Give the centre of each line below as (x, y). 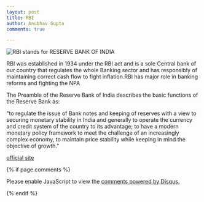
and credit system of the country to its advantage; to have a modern (93, 127)
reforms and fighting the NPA (43, 83)
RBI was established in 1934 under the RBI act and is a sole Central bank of (101, 64)
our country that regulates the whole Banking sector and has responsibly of (102, 70)
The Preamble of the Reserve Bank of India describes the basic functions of (102, 95)
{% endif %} (22, 193)
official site (20, 158)
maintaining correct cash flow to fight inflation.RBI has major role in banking (102, 77)
